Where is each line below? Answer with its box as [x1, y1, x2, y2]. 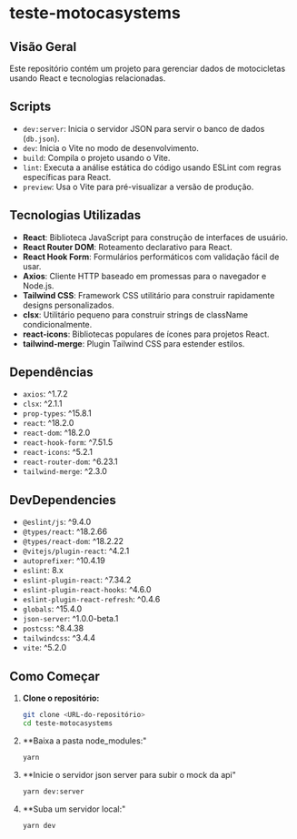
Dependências [9, 365, 94, 380]
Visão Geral [9, 39, 77, 55]
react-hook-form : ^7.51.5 [22, 437, 114, 448]
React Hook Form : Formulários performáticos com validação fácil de [22, 251, 280, 262]
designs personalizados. [22, 299, 115, 310]
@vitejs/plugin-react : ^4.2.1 [22, 545, 130, 557]
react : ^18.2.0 [22, 418, 74, 429]
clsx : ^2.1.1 [22, 399, 63, 409]
